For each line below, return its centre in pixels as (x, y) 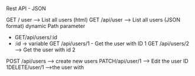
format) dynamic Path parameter (46, 26)
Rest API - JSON (26, 8)
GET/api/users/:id (36, 37)
